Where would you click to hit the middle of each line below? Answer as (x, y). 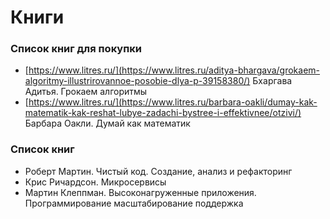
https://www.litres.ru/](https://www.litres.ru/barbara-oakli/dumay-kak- (173, 102)
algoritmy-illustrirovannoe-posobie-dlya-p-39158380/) (137, 81)
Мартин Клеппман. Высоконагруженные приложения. (140, 192)
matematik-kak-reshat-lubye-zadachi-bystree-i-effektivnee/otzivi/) (163, 113)
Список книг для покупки (76, 49)
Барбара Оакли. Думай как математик (107, 123)
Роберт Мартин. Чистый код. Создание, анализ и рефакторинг (158, 171)
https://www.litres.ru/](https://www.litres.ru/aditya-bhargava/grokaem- (174, 70)
